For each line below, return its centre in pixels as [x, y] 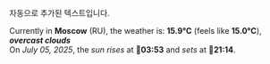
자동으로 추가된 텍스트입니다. [59, 13]
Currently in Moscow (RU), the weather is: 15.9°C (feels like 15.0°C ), [135, 31]
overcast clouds [40, 40]
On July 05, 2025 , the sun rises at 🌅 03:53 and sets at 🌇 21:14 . [122, 50]
